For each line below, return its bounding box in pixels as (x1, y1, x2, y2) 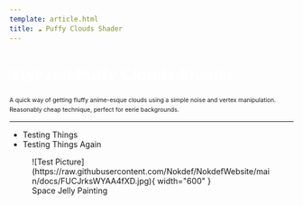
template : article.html (9, 14, 99, 23)
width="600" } (157, 176, 212, 187)
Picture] (55, 156, 85, 167)
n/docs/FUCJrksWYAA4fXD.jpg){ (32, 176, 156, 187)
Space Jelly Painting (32, 185, 108, 196)
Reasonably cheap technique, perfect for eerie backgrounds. (9, 106, 179, 115)
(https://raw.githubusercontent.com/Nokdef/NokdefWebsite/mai (32, 166, 271, 177)
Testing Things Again (22, 139, 102, 150)
